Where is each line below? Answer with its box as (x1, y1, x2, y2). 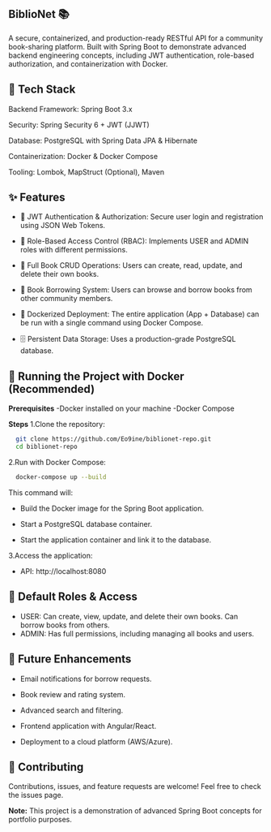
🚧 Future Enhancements (8, 653, 132, 666)
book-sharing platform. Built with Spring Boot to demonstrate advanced (8, 41, 247, 51)
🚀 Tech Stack (8, 83, 76, 97)
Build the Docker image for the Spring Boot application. (19, 503, 205, 513)
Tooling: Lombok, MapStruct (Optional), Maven (8, 166, 164, 177)
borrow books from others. (19, 620, 111, 630)
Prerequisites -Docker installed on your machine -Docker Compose (8, 403, 235, 413)
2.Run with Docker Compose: (8, 458, 107, 467)
